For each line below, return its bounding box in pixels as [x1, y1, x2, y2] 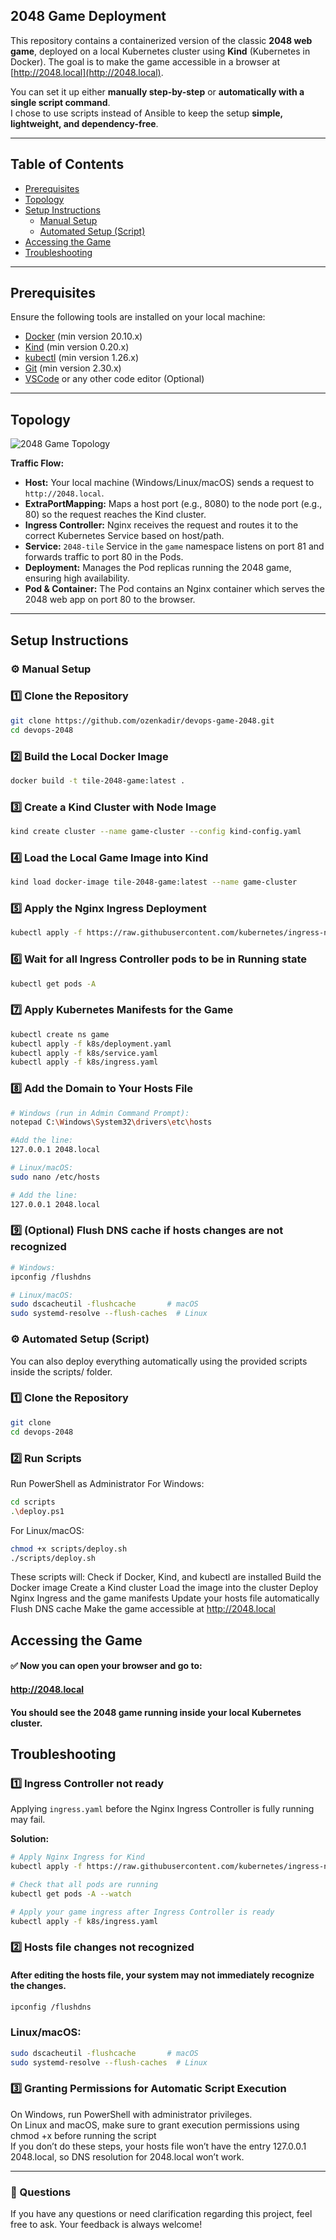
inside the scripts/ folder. [10, 1365, 113, 1378]
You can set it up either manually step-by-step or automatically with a [10, 85, 305, 98]
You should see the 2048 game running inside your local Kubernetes [10, 1706, 302, 1718]
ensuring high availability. [24, 572, 130, 584]
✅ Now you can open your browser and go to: [10, 1660, 203, 1672]
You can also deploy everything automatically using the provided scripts [10, 1355, 308, 1367]
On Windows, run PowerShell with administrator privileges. [10, 2108, 253, 2120]
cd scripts [10, 1497, 56, 1507]
